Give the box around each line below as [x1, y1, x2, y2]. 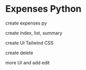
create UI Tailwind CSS [5, 39, 54, 46]
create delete [5, 50, 33, 56]
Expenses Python [5, 3, 82, 15]
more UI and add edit [5, 59, 50, 65]
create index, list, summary [5, 30, 62, 36]
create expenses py [5, 20, 47, 26]
